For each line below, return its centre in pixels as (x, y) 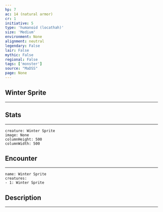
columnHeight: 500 (24, 139)
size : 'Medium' (20, 32)
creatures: (16, 178)
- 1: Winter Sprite (25, 183)
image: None (17, 135)
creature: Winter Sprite (30, 131)
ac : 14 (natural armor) (29, 14)
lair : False (17, 50)
